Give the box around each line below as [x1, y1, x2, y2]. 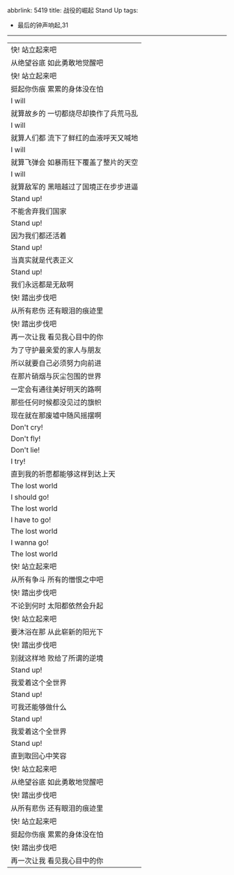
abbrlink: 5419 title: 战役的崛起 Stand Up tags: [7, 6, 139, 14]
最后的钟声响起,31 [17, 21, 68, 29]
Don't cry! [10, 422, 43, 432]
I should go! [10, 492, 49, 501]
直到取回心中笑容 [10, 751, 68, 760]
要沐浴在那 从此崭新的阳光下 [10, 627, 104, 637]
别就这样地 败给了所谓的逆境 [10, 654, 104, 663]
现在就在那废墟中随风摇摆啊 [10, 411, 102, 420]
